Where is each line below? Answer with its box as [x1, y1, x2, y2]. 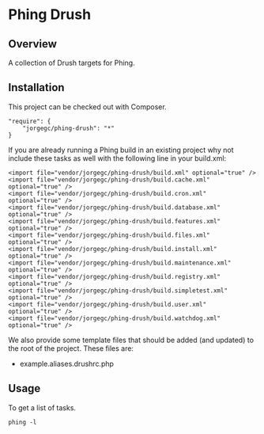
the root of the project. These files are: [8, 343, 134, 353]
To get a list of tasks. [8, 402, 77, 413]
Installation [8, 81, 65, 94]
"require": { [8, 117, 51, 125]
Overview [8, 37, 58, 51]
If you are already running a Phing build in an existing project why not [8, 145, 234, 154]
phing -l [8, 418, 37, 426]
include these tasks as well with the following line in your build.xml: [8, 153, 227, 163]
